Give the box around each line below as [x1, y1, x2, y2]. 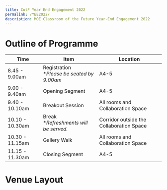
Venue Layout [5, 174, 64, 185]
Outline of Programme [5, 38, 98, 49]
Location [118, 56, 140, 63]
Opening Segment [43, 88, 85, 95]
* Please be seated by [43, 70, 94, 77]
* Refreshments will [43, 120, 88, 127]
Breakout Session [43, 102, 84, 109]
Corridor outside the [99, 116, 147, 123]
